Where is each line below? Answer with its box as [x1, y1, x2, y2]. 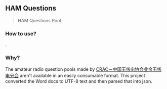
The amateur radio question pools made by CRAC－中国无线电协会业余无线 [5, 66, 162, 72]
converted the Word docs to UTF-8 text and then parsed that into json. [5, 78, 153, 84]
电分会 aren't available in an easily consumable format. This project [5, 73, 145, 79]
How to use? [5, 30, 36, 37]
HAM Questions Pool [17, 17, 61, 23]
